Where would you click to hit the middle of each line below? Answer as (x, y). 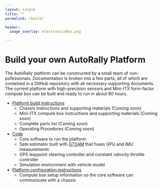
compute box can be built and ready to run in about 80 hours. (66, 94)
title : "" (15, 14)
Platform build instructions (38, 103)
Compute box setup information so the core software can (76, 175)
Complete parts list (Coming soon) (53, 124)
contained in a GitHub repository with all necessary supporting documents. (80, 84)
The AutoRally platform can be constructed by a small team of (67, 73)
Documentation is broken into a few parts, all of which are (90, 78)
